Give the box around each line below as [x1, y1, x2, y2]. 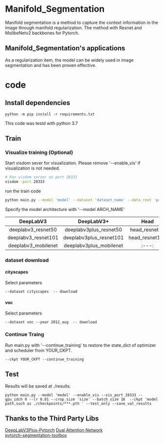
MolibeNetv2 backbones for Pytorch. [5, 30, 80, 36]
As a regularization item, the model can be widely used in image [5, 57, 134, 63]
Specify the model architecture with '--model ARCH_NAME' [5, 207, 125, 212]
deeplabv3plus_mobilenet [63, 242, 123, 249]
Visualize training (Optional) [5, 149, 73, 156]
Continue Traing [5, 331, 44, 338]
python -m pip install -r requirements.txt [5, 111, 95, 117]
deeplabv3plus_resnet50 [64, 226, 123, 233]
